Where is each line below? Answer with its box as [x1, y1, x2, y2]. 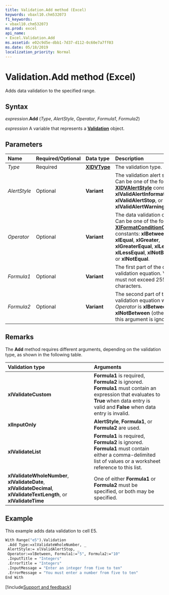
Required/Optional [36, 155, 81, 162]
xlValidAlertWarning [115, 203, 165, 210]
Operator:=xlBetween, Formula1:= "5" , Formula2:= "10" [7, 552, 121, 557]
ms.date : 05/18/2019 [5, 45, 49, 50]
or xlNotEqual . [115, 255, 150, 262]
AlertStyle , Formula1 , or [94, 418, 152, 425]
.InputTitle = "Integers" [7, 556, 62, 561]
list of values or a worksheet [94, 458, 161, 465]
